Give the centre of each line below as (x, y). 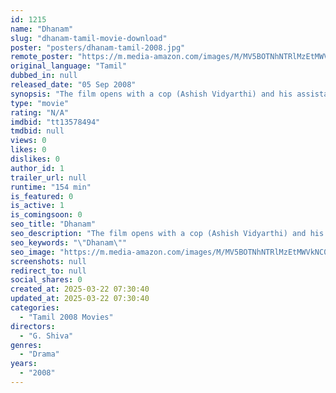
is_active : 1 (37, 206)
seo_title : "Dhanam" (53, 224)
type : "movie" (40, 103)
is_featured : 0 (42, 196)
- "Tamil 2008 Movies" (66, 317)
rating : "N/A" (40, 112)
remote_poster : (42, 57)
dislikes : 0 (35, 159)
